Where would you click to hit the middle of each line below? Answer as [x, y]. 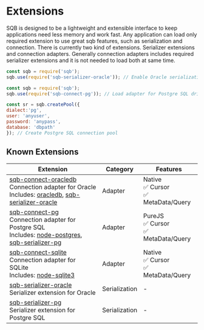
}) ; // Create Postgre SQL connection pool [62, 133]
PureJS [153, 216]
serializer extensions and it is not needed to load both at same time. [91, 60]
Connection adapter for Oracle [53, 187]
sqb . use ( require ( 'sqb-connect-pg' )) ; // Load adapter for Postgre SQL [97, 94]
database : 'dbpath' [31, 127]
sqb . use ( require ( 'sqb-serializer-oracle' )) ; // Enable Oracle [87, 77]
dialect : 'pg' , [24, 111]
